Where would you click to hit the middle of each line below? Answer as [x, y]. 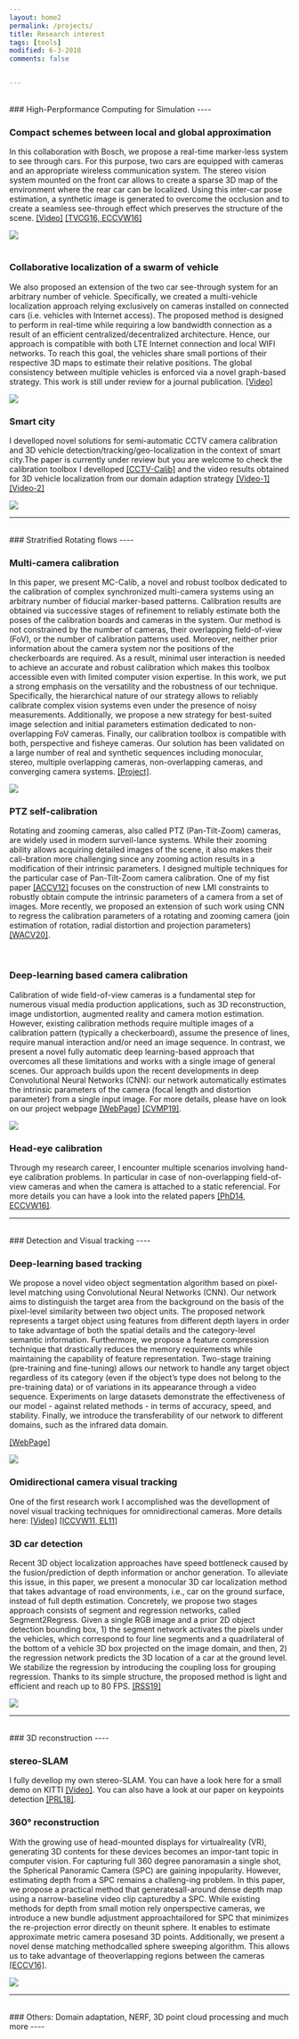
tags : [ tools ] [36, 42]
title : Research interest [57, 34]
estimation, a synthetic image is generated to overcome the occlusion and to [149, 199]
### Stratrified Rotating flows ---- [72, 539]
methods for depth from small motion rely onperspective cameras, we [137, 1908]
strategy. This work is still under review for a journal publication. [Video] [141, 381]
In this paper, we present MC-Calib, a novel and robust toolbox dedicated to [148, 582]
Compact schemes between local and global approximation [140, 132]
